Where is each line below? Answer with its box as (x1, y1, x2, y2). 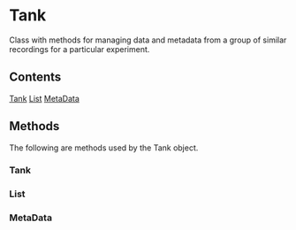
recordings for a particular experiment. (9, 43, 150, 54)
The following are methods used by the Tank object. (9, 142, 199, 153)
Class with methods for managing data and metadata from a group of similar (9, 34, 287, 45)
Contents (9, 70, 62, 85)
